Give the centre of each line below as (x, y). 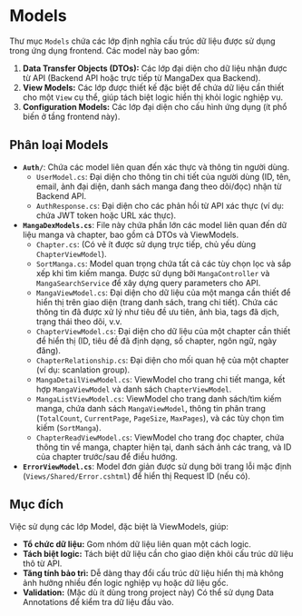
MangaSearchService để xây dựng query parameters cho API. (148, 283)
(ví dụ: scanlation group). (83, 370)
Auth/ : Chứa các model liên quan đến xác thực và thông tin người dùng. (156, 167)
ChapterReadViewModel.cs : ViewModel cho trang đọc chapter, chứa (160, 437)
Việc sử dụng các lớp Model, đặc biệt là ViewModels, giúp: (119, 526)
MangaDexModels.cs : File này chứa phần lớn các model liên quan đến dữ (155, 224)
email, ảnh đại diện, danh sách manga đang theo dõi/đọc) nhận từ (159, 186)
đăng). (49, 350)
